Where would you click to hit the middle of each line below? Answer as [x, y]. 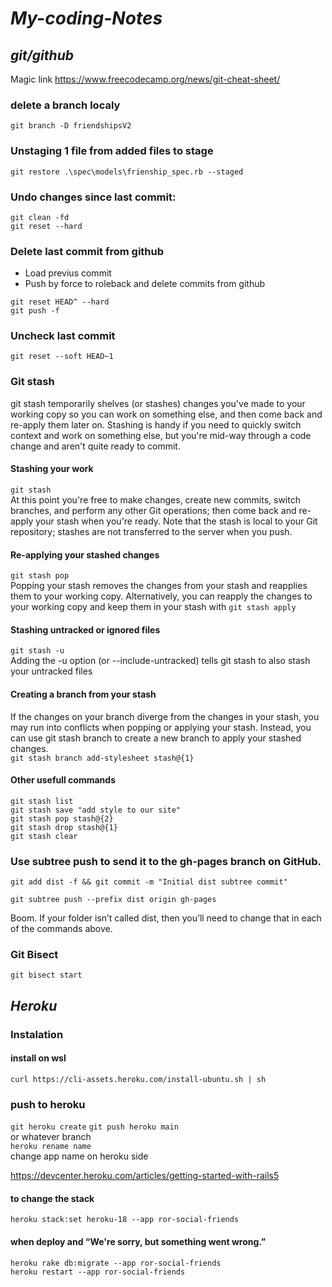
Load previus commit [68, 273]
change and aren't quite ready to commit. [95, 446]
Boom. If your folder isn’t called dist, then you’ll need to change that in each [166, 918]
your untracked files [51, 671]
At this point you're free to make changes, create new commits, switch [155, 499]
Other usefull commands [63, 780]
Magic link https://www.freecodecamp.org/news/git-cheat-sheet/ [145, 79]
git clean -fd [40, 217]
